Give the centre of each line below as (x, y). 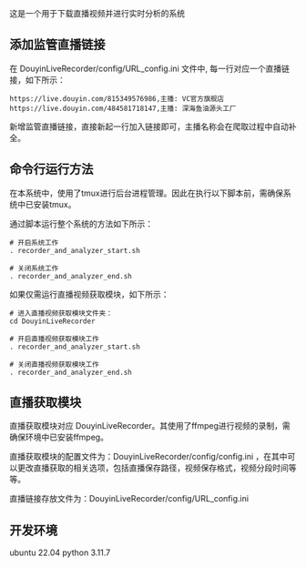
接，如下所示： (37, 79)
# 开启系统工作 (34, 243)
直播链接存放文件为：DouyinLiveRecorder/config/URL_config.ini (129, 499)
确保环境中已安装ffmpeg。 (59, 437)
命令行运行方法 (51, 170)
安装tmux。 (55, 204)
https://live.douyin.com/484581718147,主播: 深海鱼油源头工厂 (123, 108)
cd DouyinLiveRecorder (52, 321)
